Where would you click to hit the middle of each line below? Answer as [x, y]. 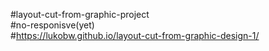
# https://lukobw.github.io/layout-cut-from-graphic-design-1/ [135, 35]
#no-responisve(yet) [52, 25]
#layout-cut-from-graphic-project [80, 14]
